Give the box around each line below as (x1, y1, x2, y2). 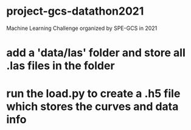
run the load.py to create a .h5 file (6, 87, 181, 101)
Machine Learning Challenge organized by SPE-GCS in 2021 (6, 24, 158, 32)
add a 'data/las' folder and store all (6, 46, 186, 60)
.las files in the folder (6, 59, 115, 73)
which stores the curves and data (6, 99, 179, 114)
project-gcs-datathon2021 (6, 4, 144, 18)
